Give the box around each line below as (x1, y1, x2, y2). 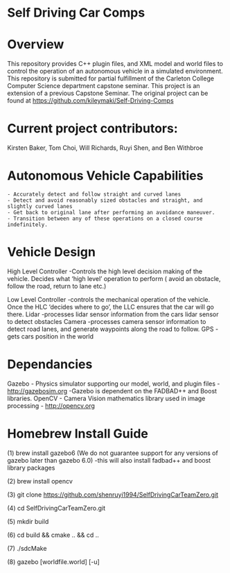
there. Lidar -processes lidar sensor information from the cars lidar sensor (7, 310, 219, 318)
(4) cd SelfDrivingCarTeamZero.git (7, 504, 106, 512)
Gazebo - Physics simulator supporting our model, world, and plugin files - (7, 379, 220, 388)
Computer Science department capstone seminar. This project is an (7, 82, 200, 90)
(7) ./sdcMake (7, 544, 47, 552)
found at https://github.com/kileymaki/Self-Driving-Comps (7, 96, 175, 105)
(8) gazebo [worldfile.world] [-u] (7, 557, 100, 566)
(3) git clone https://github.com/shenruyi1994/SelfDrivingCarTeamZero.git (7, 490, 219, 499)
